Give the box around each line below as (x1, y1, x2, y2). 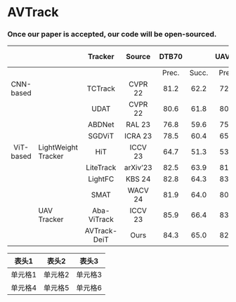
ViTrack (88, 215, 114, 225)
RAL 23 (126, 120, 151, 130)
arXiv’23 (124, 163, 152, 173)
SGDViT (88, 131, 114, 141)
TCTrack (86, 84, 116, 93)
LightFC (88, 174, 114, 184)
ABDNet (87, 120, 114, 130)
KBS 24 (125, 174, 151, 184)
